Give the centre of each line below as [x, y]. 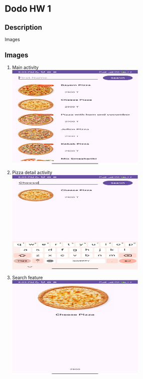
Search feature [27, 277]
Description [23, 27]
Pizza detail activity [32, 172]
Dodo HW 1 [28, 9]
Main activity [25, 67]
